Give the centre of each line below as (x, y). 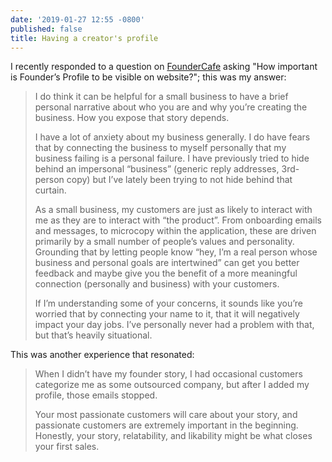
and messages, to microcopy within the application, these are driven (175, 231)
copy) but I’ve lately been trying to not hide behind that (179, 180)
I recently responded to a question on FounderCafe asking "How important (164, 67)
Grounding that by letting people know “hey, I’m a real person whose (176, 252)
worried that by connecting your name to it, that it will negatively (167, 314)
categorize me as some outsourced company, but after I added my (172, 385)
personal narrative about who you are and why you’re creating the (171, 107)
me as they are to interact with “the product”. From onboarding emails (178, 220)
